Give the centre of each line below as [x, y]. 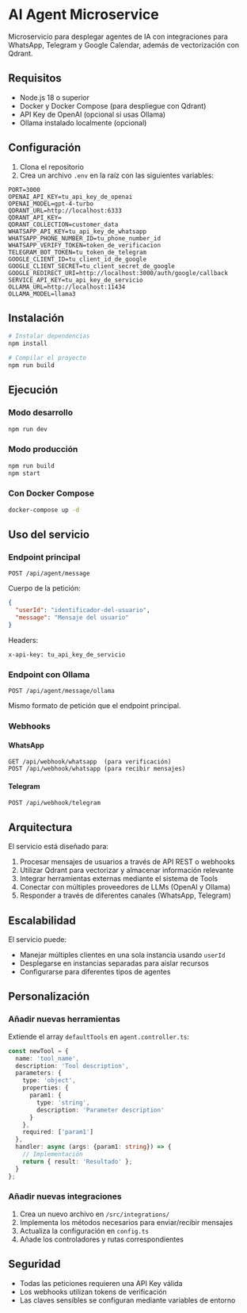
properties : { [46, 1088]
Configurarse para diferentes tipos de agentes [95, 972]
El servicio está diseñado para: [59, 847]
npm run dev [28, 429]
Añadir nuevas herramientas [64, 1019]
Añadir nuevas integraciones [65, 1196]
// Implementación [53, 1154]
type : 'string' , [63, 1102]
